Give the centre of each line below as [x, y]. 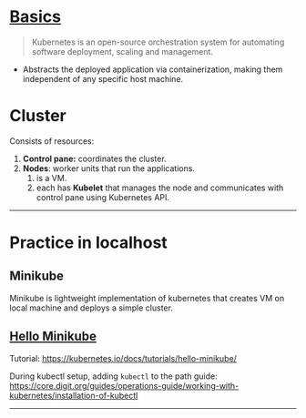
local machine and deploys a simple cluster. [91, 308]
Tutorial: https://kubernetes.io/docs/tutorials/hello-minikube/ [123, 358]
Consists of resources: [52, 141]
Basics [36, 17]
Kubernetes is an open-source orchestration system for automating [158, 42]
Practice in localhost [89, 243]
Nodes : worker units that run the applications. [109, 168]
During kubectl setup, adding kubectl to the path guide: [113, 376]
